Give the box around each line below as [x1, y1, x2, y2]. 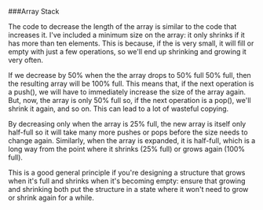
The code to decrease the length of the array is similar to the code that [8, 22, 237, 31]
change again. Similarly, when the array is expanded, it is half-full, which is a [8, 136, 256, 145]
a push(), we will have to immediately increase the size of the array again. [8, 87, 246, 97]
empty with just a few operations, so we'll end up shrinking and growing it [8, 47, 247, 56]
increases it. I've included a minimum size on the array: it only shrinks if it [8, 31, 245, 39]
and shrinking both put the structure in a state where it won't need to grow [8, 185, 249, 193]
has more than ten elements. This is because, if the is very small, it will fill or [8, 39, 254, 48]
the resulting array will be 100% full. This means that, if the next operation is [8, 79, 254, 88]
